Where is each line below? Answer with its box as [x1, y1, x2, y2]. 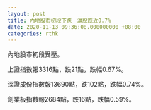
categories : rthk [7, 30, 59, 37]
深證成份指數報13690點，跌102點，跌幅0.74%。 [7, 80, 147, 89]
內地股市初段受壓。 [7, 50, 64, 59]
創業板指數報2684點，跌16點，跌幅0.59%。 [7, 95, 136, 104]
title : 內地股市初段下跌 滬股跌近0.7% [7, 17, 111, 24]
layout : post [7, 10, 46, 18]
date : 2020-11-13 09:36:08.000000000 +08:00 [7, 23, 141, 30]
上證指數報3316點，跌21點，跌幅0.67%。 [7, 65, 128, 74]
